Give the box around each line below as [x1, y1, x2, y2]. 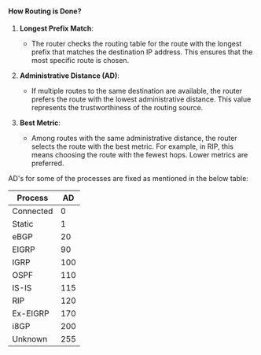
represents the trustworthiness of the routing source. [31, 103, 204, 113]
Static [12, 219, 34, 230]
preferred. [31, 158, 64, 168]
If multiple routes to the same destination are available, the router [31, 87, 243, 96]
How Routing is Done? [8, 6, 82, 16]
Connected [12, 205, 53, 216]
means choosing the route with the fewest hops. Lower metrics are [31, 150, 248, 160]
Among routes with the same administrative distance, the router [31, 134, 237, 143]
